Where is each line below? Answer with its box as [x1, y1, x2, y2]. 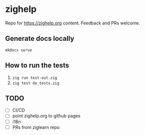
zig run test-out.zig [12, 75, 57, 80]
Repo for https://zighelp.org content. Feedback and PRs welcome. [5, 20, 141, 26]
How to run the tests [5, 61, 70, 70]
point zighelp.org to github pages [12, 113, 81, 119]
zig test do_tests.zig [12, 81, 60, 86]
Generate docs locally [5, 34, 74, 43]
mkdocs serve [5, 47, 32, 53]
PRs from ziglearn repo [12, 124, 60, 130]
